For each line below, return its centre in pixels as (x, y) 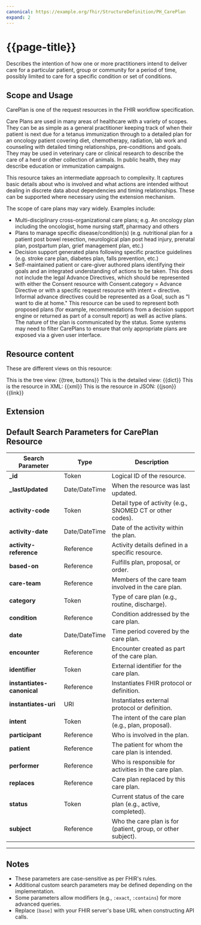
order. (120, 570)
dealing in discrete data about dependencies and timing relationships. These (100, 190)
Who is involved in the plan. (150, 735)
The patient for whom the (147, 745)
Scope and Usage (40, 95)
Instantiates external (140, 700)
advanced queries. (38, 904)
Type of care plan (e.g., (144, 597)
